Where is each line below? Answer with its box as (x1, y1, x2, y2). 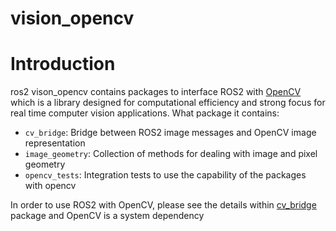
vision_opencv (10, 7, 135, 30)
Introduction (10, 53, 116, 76)
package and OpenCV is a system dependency (10, 210, 205, 222)
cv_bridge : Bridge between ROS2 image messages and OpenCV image (24, 127, 317, 139)
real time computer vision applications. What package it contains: (10, 107, 280, 119)
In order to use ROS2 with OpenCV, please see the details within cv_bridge (10, 199, 317, 211)
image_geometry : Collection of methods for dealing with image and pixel (24, 148, 318, 160)
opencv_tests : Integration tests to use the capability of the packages (24, 169, 307, 181)
